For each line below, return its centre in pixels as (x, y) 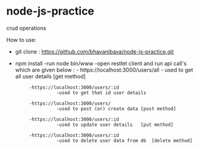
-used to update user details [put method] (115, 125)
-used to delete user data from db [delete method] (124, 140)
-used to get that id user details (101, 92)
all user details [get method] (51, 76)
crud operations (26, 28)
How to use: (21, 40)
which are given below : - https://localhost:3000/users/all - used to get (104, 70)
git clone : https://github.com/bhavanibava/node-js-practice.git (94, 51)
